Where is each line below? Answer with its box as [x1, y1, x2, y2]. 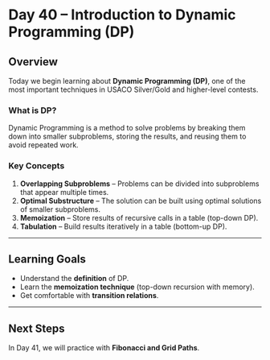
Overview [8, 55, 59, 68]
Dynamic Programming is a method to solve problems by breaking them [8, 123, 246, 133]
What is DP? [8, 105, 57, 116]
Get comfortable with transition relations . [19, 291, 159, 300]
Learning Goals [8, 252, 87, 266]
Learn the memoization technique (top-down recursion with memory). [19, 282, 255, 292]
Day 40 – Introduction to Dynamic [8, 6, 236, 24]
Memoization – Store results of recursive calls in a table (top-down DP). [19, 213, 259, 222]
